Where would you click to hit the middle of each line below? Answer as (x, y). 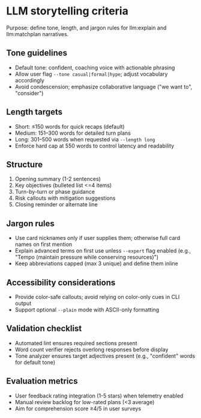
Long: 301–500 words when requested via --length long (85, 139)
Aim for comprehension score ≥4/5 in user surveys (78, 408)
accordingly (30, 80)
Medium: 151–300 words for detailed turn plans (73, 133)
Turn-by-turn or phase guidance (55, 192)
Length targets (34, 112)
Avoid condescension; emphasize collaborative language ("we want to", (103, 87)
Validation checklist (44, 329)
